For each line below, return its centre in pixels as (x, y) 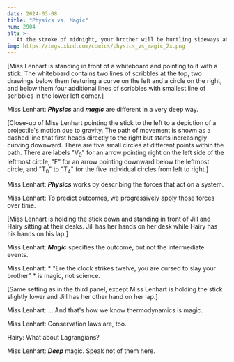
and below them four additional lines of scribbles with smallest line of (107, 88)
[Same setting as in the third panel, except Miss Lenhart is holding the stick (115, 289)
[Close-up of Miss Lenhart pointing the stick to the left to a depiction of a (112, 123)
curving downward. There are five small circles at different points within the (116, 145)
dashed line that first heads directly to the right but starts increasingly (107, 138)
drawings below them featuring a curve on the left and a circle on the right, (115, 81)
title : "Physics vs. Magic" (48, 20)
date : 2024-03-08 (32, 14)
